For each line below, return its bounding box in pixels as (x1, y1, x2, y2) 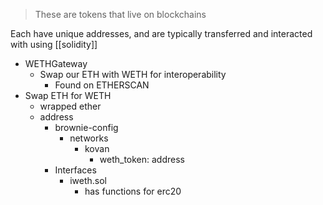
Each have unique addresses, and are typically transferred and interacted (10, 28, 313, 39)
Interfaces (54, 164, 97, 176)
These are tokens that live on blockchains (34, 9, 207, 20)
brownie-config (54, 122, 119, 133)
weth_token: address (99, 154, 185, 165)
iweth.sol (69, 175, 108, 186)
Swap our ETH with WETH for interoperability (39, 69, 227, 80)
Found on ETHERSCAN (54, 79, 150, 91)
